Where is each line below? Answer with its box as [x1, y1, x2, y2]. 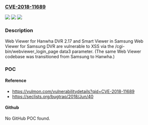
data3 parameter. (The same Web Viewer [59, 48, 141, 54]
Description [5, 27, 33, 34]
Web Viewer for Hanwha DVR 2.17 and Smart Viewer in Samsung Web [5, 38, 144, 44]
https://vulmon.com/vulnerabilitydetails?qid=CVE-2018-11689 [12, 88, 135, 94]
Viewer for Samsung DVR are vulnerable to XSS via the [5, 43, 115, 49]
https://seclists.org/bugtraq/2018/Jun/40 [12, 94, 94, 99]
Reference [5, 78, 27, 83]
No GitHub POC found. [5, 115, 50, 121]
